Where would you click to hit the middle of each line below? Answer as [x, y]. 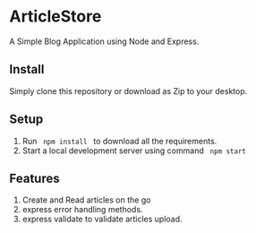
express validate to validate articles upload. [102, 219]
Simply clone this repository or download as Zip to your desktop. [128, 91]
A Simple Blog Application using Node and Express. [104, 41]
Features [34, 178]
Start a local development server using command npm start [134, 151]
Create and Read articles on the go [86, 200]
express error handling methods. [82, 210]
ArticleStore [55, 17]
